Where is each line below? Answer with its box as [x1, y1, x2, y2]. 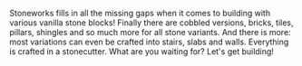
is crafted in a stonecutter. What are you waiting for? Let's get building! [9, 46, 275, 57]
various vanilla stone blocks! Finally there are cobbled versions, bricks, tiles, [9, 17, 294, 28]
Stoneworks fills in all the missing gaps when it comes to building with [9, 8, 270, 18]
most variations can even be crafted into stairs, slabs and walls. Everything [9, 36, 289, 47]
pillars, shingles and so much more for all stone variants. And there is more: [9, 27, 292, 37]
